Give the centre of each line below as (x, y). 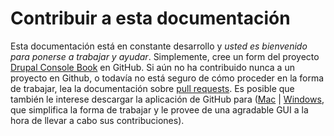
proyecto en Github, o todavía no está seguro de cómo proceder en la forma (167, 78)
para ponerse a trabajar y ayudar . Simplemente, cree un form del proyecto (165, 56)
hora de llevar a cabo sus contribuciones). (97, 120)
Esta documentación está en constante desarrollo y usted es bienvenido (159, 46)
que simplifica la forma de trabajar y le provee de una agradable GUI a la (159, 109)
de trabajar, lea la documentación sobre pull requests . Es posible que (152, 88)
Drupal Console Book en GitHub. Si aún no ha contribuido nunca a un (152, 67)
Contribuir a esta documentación (150, 18)
